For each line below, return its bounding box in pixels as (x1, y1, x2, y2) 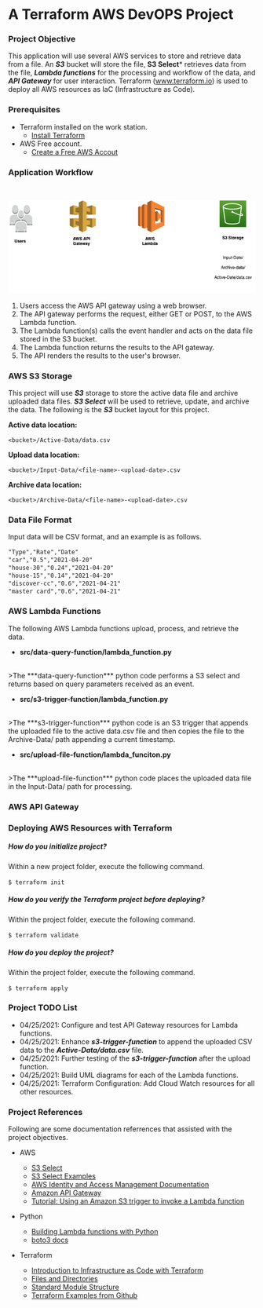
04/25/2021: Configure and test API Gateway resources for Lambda (19, 1020, 238, 1029)
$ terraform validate (8, 931, 79, 939)
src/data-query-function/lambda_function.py (19, 647, 172, 656)
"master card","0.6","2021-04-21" (8, 587, 122, 596)
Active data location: (8, 420, 78, 429)
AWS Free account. (19, 139, 82, 148)
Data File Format (8, 514, 72, 525)
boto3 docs (31, 1235, 69, 1245)
